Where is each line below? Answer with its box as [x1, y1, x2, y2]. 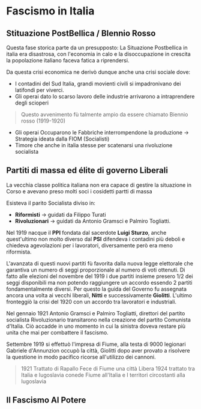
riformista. [6, 248, 32, 255]
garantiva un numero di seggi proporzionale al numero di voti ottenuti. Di [6, 266, 185, 273]
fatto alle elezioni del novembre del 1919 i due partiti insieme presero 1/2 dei [6, 272, 193, 280]
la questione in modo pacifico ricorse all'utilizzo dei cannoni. [6, 353, 156, 360]
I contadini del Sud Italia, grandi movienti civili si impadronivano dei [14, 80, 181, 87]
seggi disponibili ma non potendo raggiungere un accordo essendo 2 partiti [6, 279, 193, 286]
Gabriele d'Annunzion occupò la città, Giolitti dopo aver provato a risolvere [6, 347, 190, 354]
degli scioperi [14, 99, 49, 106]
